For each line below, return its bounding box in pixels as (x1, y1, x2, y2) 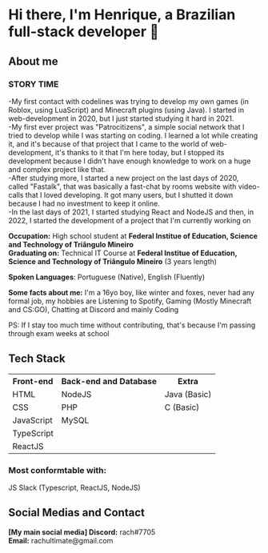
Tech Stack (8, 352, 66, 366)
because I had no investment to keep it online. (8, 198, 160, 208)
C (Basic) (164, 402, 200, 413)
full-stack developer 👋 (8, 22, 159, 41)
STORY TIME (8, 78, 59, 90)
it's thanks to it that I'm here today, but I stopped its (54, 147, 225, 157)
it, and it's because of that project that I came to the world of (8, 138, 208, 149)
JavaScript (12, 415, 54, 426)
